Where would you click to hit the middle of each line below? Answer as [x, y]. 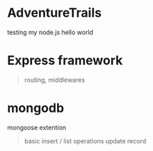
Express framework [65, 60]
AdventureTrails [55, 13]
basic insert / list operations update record [85, 141]
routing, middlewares [55, 80]
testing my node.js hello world [50, 32]
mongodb [36, 108]
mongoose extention [37, 127]
